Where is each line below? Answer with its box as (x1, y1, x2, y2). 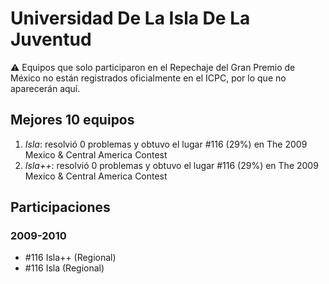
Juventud (10, 28, 92, 51)
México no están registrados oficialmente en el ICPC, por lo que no (10, 72, 287, 84)
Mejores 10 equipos (10, 112, 135, 129)
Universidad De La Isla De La (10, 7, 251, 30)
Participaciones (10, 199, 111, 216)
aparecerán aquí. (10, 82, 81, 94)
